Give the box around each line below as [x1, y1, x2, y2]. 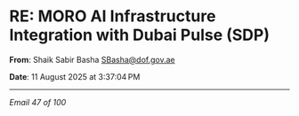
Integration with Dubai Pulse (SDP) [9, 25, 270, 45]
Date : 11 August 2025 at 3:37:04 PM [9, 71, 141, 81]
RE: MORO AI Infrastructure [9, 6, 216, 27]
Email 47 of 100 [9, 97, 67, 107]
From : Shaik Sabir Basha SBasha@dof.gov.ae [9, 54, 175, 65]
